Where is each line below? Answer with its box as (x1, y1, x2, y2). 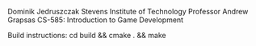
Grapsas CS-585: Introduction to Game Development (7, 15, 183, 25)
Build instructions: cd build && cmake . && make (7, 31, 166, 40)
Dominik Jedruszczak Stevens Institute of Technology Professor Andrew (7, 7, 249, 16)
